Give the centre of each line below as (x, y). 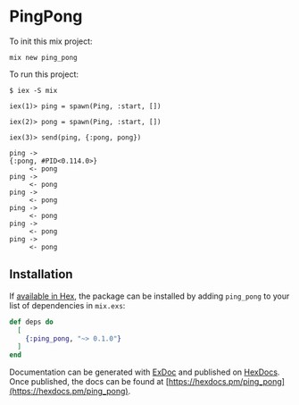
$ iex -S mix (33, 90)
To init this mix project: (51, 41)
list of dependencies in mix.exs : (67, 305)
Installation (41, 274)
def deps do (31, 322)
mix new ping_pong (43, 57)
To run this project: (44, 74)
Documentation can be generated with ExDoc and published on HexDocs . (145, 372)
